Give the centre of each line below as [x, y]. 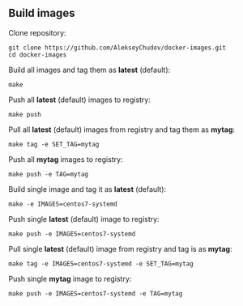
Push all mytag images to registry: [66, 159]
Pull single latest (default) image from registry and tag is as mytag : [120, 249]
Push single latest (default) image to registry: [84, 219]
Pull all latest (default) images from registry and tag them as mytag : [122, 130]
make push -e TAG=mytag [49, 174]
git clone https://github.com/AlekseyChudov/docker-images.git [117, 48]
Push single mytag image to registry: [70, 278]
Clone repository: [37, 32]
